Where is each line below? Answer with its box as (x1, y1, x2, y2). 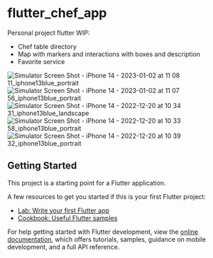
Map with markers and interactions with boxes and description (17, 50, 201, 58)
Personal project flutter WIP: (7, 28, 90, 37)
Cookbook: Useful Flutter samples (17, 213, 118, 222)
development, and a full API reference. (7, 242, 120, 251)
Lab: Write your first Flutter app (17, 206, 110, 215)
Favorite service (17, 57, 65, 65)
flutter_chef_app (7, 5, 107, 21)
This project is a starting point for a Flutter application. (7, 178, 166, 187)
